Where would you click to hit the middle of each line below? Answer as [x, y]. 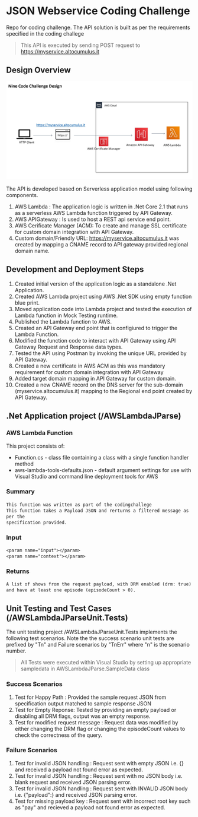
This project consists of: [35, 446]
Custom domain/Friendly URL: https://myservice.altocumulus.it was [97, 238]
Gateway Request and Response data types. [69, 347]
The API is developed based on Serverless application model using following [99, 189]
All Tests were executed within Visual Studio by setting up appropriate [106, 663]
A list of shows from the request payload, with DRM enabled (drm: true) [99, 584]
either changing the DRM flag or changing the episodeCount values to [100, 729]
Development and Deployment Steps [75, 269]
